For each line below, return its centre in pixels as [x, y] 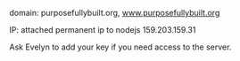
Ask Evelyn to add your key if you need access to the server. [120, 47]
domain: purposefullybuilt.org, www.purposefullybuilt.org [115, 13]
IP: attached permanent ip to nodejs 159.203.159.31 [103, 30]
